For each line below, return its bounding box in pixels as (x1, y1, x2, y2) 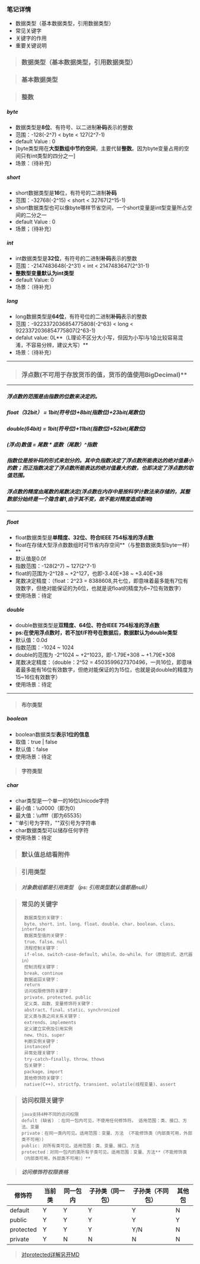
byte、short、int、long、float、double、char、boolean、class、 (24, 921, 178, 928)
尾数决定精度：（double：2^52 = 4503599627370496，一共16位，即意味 (15, 659, 192, 666)
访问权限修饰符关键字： (24, 988, 73, 994)
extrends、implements (24, 1020, 76, 1026)
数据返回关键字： (24, 977, 60, 983)
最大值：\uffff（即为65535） (15, 812, 85, 819)
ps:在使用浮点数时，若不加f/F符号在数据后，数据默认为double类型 (15, 629, 178, 636)
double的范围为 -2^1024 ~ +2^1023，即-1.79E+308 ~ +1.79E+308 (15, 652, 176, 659)
